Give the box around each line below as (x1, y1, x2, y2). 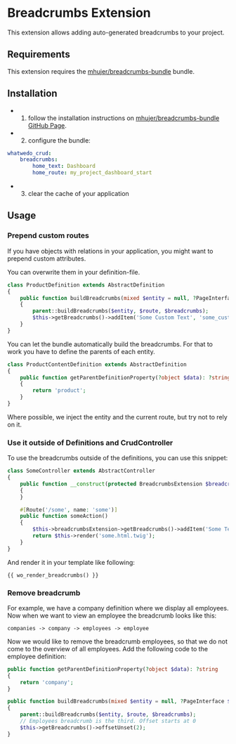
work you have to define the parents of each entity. (7, 347, 156, 355)
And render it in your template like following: (7, 558, 136, 566)
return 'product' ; (32, 387, 86, 394)
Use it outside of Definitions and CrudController (7, 438, 173, 448)
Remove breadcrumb (7, 588, 81, 598)
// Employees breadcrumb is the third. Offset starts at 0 (20, 718, 197, 725)
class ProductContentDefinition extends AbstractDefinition (7, 360, 188, 368)
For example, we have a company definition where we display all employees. (7, 603, 229, 612)
